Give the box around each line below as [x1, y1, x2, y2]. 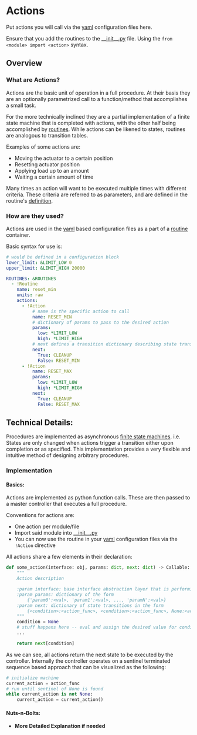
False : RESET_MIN [37, 357, 80, 364]
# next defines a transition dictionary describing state [32, 341, 177, 347]
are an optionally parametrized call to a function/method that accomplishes [6, 95, 188, 102]
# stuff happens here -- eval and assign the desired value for [16, 625, 177, 630]
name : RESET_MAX [32, 368, 72, 374]
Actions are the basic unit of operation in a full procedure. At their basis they [6, 89, 191, 96]
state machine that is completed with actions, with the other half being [6, 119, 176, 126]
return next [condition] [16, 640, 75, 646]
